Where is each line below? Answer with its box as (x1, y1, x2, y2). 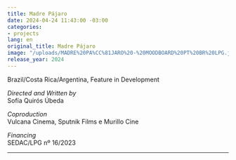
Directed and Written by (7, 88, 77, 97)
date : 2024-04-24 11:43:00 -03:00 (7, 17, 109, 24)
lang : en (7, 36, 33, 44)
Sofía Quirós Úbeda (7, 96, 65, 105)
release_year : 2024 (7, 56, 65, 63)
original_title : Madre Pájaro (7, 43, 96, 50)
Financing (7, 131, 37, 139)
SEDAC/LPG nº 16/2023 (7, 138, 76, 147)
